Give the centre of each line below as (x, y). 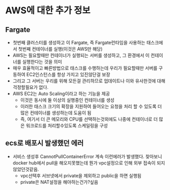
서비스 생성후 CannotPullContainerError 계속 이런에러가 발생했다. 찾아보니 (87, 156)
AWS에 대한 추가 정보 (48, 10)
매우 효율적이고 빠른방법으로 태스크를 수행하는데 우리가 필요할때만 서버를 (85, 68)
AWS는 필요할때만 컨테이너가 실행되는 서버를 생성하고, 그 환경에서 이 (81, 55)
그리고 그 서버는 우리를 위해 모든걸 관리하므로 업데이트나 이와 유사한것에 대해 (89, 81)
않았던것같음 (25, 169)
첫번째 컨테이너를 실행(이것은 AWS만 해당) (60, 49)
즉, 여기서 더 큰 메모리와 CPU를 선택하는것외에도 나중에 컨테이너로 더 (89, 119)
